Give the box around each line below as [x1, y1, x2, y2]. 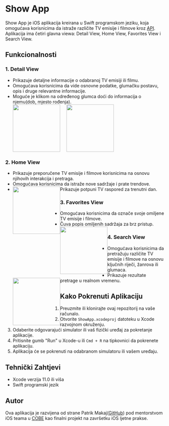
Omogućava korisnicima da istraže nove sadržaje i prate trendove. [12, 180, 150, 187]
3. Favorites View [60, 199, 103, 206]
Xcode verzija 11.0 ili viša [12, 376, 64, 383]
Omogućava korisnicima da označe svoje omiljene [60, 210, 164, 216]
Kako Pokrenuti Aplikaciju [60, 292, 143, 301]
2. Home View [5, 159, 40, 166]
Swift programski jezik [12, 382, 59, 388]
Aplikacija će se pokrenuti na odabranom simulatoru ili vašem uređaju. [12, 348, 158, 354]
